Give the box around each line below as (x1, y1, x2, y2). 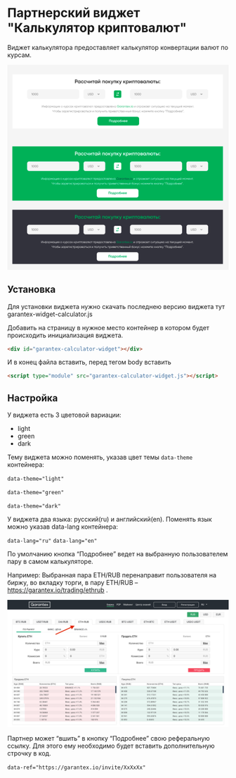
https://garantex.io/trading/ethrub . (7, 586, 108, 594)
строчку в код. (7, 749, 51, 758)
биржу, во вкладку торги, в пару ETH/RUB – (7, 579, 138, 587)
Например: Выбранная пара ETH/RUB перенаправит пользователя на (7, 571, 216, 579)
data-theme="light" (7, 475, 65, 483)
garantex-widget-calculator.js (7, 310, 93, 318)
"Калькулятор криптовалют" (7, 20, 188, 36)
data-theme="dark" (7, 503, 61, 510)
